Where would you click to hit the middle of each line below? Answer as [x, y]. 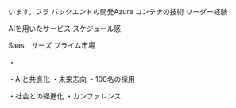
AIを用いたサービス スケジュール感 [65, 29]
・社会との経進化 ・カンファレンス [65, 96]
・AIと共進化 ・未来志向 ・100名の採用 [72, 79]
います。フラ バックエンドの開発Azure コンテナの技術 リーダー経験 [118, 12]
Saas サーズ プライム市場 [52, 45]
